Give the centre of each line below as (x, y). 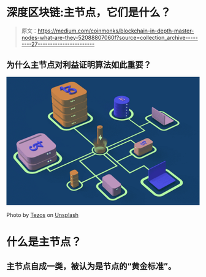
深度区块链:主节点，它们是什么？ (89, 13)
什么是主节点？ (44, 242)
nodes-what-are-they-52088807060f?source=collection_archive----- (109, 37)
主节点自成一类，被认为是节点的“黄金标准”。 (91, 266)
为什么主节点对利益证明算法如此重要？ (79, 65)
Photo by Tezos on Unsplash (42, 215)
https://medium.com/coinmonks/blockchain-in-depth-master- (116, 31)
